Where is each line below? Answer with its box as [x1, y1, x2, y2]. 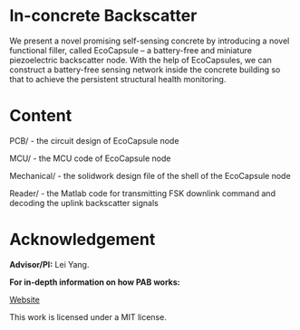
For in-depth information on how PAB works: [9, 277, 181, 288]
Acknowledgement [9, 230, 156, 250]
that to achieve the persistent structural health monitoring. [9, 73, 227, 84]
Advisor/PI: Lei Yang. [9, 259, 90, 269]
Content [9, 106, 73, 127]
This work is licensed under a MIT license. [9, 311, 168, 322]
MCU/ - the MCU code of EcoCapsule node [9, 153, 171, 164]
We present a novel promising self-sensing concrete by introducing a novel [9, 35, 290, 46]
